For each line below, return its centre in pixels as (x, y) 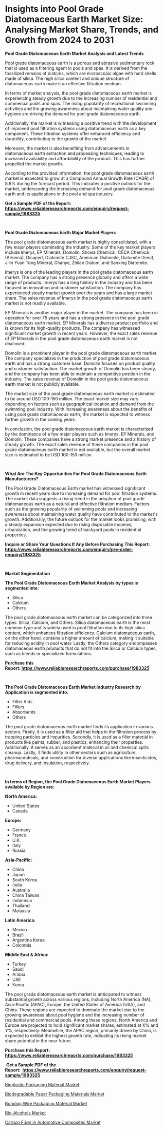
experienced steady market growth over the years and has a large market (79, 293)
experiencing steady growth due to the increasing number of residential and (81, 98)
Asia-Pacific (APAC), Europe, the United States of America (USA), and (75, 1004)
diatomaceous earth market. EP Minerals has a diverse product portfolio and (81, 323)
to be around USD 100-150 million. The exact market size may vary (72, 398)
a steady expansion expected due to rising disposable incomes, (69, 524)
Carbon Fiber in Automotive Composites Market (53, 1122)
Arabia (19, 974)
